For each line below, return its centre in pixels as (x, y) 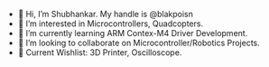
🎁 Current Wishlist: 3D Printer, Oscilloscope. (100, 53)
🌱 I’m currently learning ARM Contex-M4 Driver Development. (133, 33)
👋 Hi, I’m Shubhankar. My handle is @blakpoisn (106, 14)
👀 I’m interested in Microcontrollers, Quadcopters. (111, 24)
